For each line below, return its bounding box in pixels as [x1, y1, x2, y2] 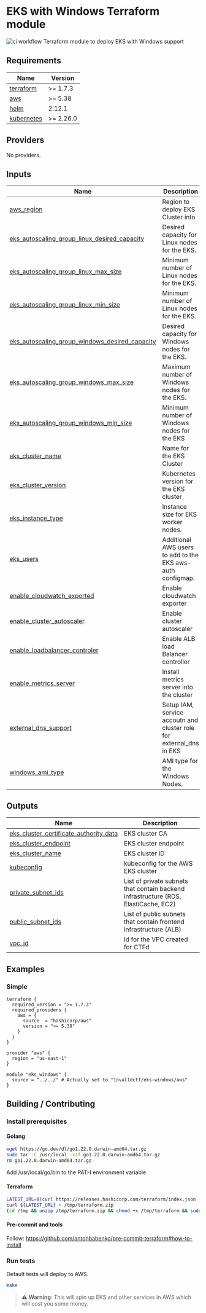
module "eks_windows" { [6, 1071, 67, 1078]
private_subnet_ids [9, 888, 64, 897]
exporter [162, 599, 187, 608]
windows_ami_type [9, 768, 64, 777]
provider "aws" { [6, 1049, 51, 1056]
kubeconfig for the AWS [123, 859, 193, 868]
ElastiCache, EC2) [123, 900, 176, 909]
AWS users [162, 543, 194, 552]
